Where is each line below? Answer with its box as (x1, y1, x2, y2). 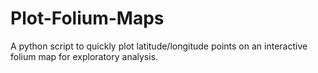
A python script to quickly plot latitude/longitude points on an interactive (10, 40, 308, 52)
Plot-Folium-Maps (10, 7, 165, 30)
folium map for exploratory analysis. (10, 50, 159, 62)
